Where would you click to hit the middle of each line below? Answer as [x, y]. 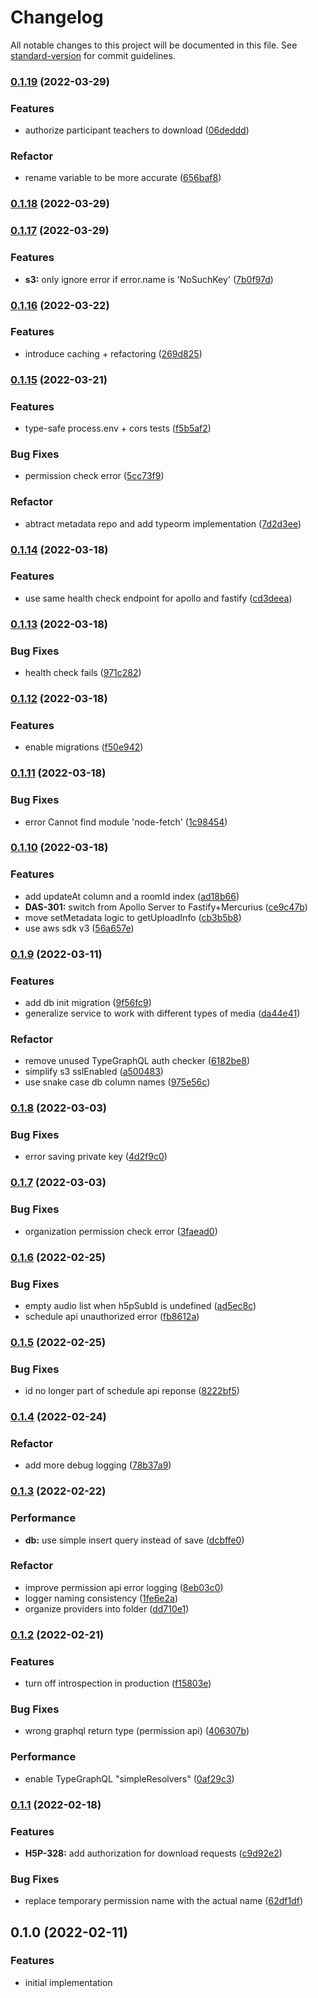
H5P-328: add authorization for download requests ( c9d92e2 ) [153, 1853]
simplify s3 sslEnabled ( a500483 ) [94, 1072]
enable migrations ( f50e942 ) [84, 747]
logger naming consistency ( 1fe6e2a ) [101, 1598]
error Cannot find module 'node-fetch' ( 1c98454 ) [126, 822]
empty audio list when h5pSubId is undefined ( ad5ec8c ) [140, 1305]
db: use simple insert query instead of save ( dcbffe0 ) [134, 1540]
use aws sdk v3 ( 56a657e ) [79, 928]
